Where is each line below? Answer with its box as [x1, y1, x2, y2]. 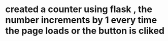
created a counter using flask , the [5, 4, 152, 15]
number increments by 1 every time [5, 14, 157, 26]
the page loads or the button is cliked [5, 25, 165, 36]
